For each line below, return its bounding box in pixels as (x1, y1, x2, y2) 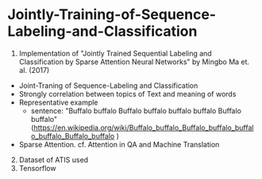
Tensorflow (18, 163, 56, 173)
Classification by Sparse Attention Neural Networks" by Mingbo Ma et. (18, 57, 250, 67)
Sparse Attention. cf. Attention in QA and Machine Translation (18, 139, 220, 149)
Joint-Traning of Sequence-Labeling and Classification (18, 81, 198, 90)
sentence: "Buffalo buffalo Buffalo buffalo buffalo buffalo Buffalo (30, 105, 241, 116)
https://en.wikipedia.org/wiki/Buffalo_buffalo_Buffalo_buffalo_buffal (33, 123, 254, 132)
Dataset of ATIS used (18, 154, 89, 164)
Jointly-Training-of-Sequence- (7, 6, 216, 24)
